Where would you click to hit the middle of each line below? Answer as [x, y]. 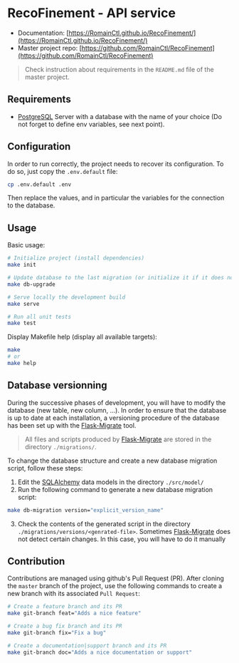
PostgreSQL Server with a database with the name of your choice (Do [120, 116]
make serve [23, 304]
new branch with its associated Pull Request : [74, 594]
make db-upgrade [31, 284]
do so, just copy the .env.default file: [63, 171]
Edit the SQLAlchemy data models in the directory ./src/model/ [111, 482]
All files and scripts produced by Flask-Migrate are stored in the [118, 439]
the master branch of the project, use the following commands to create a [115, 586]
